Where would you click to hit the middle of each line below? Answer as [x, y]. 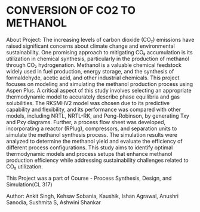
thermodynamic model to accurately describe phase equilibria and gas [93, 97]
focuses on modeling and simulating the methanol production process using [100, 84]
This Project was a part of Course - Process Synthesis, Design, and [89, 178]
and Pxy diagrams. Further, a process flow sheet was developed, [86, 122]
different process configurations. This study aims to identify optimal [90, 148]
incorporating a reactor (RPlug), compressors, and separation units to [92, 128]
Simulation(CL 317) [29, 184]
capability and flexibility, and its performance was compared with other [93, 109]
